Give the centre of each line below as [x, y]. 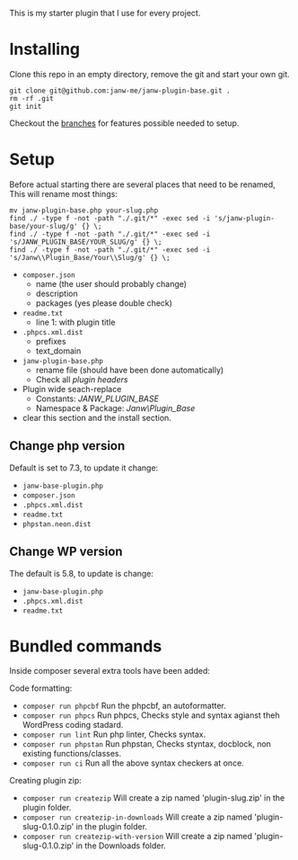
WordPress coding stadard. [73, 725]
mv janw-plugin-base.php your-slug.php [84, 211]
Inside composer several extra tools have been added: [110, 671]
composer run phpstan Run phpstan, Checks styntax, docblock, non [147, 744]
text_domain [58, 351]
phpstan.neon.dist [57, 524]
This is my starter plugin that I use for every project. [105, 13]
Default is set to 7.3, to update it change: [84, 468]
